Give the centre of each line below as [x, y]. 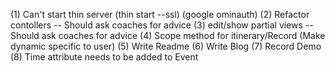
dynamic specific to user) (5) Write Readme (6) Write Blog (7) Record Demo [166, 46]
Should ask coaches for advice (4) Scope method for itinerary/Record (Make [168, 35]
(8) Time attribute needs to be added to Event [104, 57]
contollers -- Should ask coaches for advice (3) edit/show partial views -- [162, 25]
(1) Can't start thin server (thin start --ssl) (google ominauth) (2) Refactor [160, 14]
